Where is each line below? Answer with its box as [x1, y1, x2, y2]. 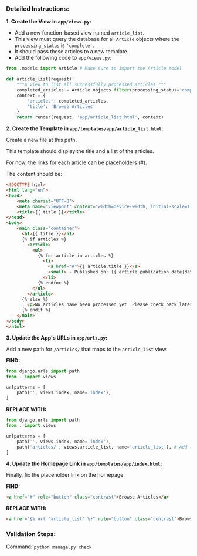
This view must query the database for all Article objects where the [14, 36, 180, 43]
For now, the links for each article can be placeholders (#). [6, 159, 148, 166]
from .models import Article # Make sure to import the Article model [6, 66, 182, 72]
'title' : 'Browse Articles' [27, 103, 96, 110]
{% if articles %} [21, 236, 67, 242]
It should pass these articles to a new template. [14, 48, 129, 55]
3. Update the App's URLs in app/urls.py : [6, 334, 107, 341]
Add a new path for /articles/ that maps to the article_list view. [6, 345, 168, 352]
